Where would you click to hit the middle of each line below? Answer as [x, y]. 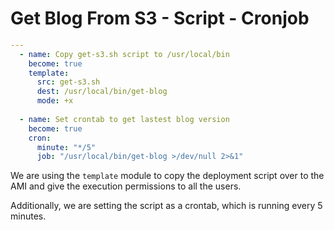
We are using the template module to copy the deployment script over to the [167, 176]
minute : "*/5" [66, 147]
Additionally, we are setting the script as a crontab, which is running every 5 [166, 206]
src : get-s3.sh [68, 82]
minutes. [28, 216]
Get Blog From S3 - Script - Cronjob [160, 18]
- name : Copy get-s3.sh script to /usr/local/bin [124, 54]
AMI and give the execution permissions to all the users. [126, 186]
